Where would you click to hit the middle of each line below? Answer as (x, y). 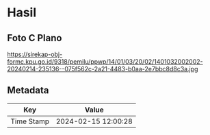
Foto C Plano (35, 38)
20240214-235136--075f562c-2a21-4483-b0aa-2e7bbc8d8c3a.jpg (103, 69)
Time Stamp (30, 121)
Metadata (28, 90)
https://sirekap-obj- (35, 54)
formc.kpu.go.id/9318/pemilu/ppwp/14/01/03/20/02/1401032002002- (105, 62)
